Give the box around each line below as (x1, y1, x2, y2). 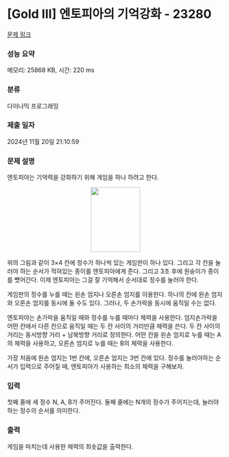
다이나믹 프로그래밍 (7, 102, 59, 110)
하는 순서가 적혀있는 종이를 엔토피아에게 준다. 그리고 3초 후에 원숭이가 (19, 267, 207, 275)
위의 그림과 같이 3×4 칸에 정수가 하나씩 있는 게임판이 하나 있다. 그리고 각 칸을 (7, 259, 214, 267)
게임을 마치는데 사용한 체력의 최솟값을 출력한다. (7, 442, 134, 450)
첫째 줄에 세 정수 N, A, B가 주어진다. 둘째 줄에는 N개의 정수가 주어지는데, (7, 398, 201, 406)
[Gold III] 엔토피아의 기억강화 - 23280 (7, 6, 212, 22)
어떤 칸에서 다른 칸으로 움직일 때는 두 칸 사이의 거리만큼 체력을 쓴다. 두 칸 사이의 (7, 322, 221, 330)
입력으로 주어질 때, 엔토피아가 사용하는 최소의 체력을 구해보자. (19, 362, 185, 371)
